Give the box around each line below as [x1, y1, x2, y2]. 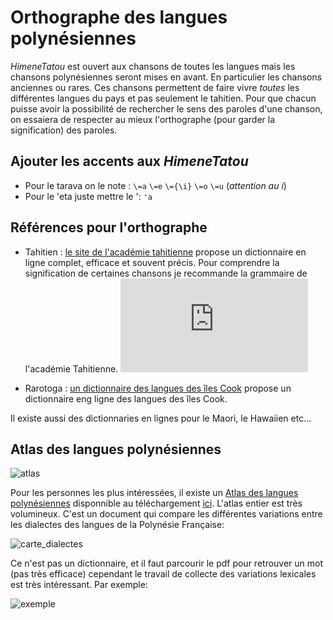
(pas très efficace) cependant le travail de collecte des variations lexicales [10, 568, 317, 580]
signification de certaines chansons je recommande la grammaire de [24, 267, 308, 279]
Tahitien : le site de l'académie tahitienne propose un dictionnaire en [24, 246, 307, 258]
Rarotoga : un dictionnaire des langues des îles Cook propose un [24, 382, 292, 394]
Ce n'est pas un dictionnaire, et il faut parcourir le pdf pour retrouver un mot [10, 557, 324, 570]
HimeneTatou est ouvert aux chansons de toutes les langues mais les [10, 60, 296, 72]
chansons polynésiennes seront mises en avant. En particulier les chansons [10, 71, 323, 83]
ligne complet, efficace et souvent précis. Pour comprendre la [24, 256, 280, 268]
